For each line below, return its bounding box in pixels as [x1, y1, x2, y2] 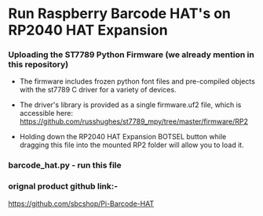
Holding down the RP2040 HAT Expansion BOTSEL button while [19, 132, 227, 142]
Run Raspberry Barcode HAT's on [8, 5, 232, 23]
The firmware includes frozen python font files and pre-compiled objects [19, 77, 255, 86]
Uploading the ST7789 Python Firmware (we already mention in [8, 49, 255, 60]
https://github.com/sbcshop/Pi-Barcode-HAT [8, 199, 155, 208]
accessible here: [19, 109, 73, 118]
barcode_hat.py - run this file [8, 160, 122, 171]
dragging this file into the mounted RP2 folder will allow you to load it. [19, 140, 245, 149]
